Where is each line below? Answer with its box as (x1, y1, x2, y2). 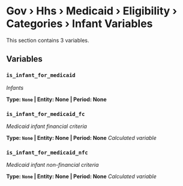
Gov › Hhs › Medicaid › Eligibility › (6, 4, 178, 18)
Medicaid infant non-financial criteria (6, 161, 99, 169)
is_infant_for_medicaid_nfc (6, 149, 88, 156)
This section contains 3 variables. (6, 36, 89, 44)
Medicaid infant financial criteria (6, 123, 87, 130)
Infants (6, 84, 24, 91)
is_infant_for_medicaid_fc (6, 111, 85, 117)
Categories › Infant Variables (6, 17, 153, 31)
